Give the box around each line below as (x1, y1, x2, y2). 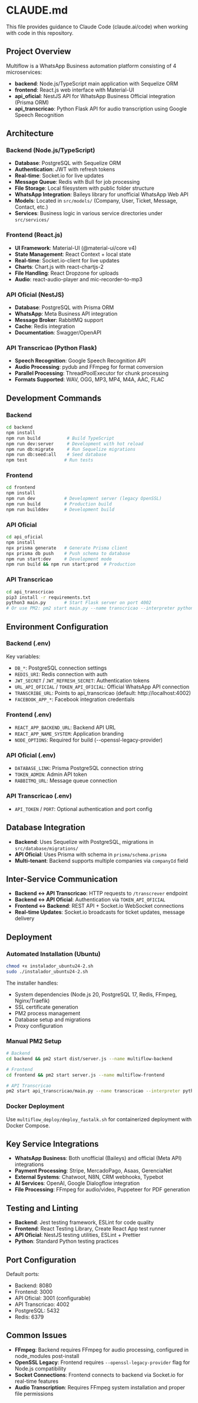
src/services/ (14, 217, 49, 223)
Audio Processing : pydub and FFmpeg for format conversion (14, 363, 164, 371)
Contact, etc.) (14, 203, 48, 210)
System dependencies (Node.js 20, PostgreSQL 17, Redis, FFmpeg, (14, 990, 177, 998)
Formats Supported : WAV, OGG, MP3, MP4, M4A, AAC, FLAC (14, 376, 165, 383)
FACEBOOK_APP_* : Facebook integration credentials (14, 696, 135, 703)
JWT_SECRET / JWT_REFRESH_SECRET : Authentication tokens (14, 677, 150, 684)
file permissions (14, 1390, 54, 1397)
